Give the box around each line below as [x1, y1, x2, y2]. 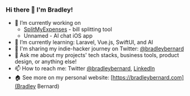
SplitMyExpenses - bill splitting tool [23, 26, 112, 33]
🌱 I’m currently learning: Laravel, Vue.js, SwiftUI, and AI [14, 39, 153, 46]
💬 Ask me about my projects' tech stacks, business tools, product [14, 52, 179, 59]
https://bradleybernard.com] [112, 74, 184, 81]
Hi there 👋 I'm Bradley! [5, 5, 74, 14]
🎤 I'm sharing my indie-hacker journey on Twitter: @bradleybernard [14, 45, 184, 52]
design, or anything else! [14, 58, 77, 66]
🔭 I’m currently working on [14, 19, 81, 27]
